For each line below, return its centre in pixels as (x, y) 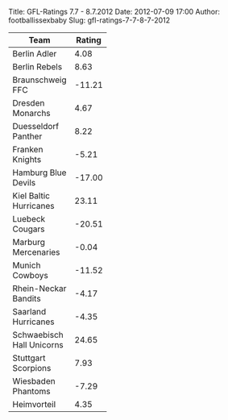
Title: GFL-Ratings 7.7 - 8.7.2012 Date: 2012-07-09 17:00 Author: (114, 12)
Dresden (29, 103)
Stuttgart (29, 358)
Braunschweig (39, 80)
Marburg (29, 242)
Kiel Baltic (31, 195)
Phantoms (31, 391)
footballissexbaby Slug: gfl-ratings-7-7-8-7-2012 (89, 20)
